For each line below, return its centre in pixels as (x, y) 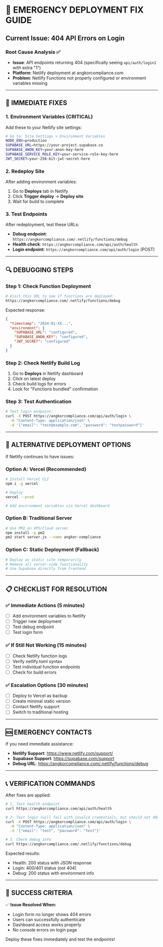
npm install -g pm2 (25, 533)
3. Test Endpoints (26, 214)
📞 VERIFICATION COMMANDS (50, 783)
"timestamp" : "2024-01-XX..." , (41, 323)
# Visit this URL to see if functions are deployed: (60, 296)
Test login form (28, 632)
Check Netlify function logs (40, 656)
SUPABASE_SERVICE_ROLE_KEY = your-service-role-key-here (62, 154)
